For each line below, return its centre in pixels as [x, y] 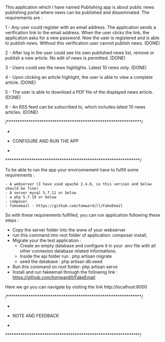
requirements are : [24, 18]
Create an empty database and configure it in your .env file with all [88, 246]
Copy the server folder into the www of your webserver [69, 230]
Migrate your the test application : [47, 240]
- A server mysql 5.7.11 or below [41, 193]
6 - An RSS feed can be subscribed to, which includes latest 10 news [75, 107]
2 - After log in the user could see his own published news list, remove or [80, 53]
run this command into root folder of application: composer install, [80, 235]
